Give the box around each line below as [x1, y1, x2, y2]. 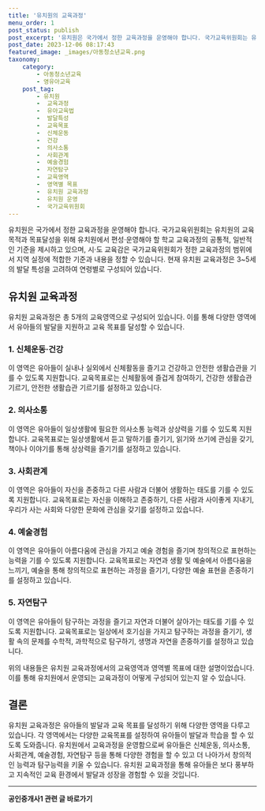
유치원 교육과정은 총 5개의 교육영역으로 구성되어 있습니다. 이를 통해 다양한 [8, 313, 235, 322]
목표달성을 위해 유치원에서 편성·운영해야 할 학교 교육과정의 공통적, [28, 235, 231, 245]
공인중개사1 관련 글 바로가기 [8, 794, 93, 804]
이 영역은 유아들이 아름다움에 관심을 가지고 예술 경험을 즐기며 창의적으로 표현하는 [8, 546, 257, 555]
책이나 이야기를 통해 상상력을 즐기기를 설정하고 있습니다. [8, 444, 181, 453]
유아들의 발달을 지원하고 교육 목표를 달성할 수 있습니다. [16, 322, 185, 332]
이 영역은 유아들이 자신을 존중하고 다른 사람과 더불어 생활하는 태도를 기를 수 [8, 485, 240, 494]
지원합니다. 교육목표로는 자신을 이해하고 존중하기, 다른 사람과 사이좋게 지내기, [16, 495, 255, 505]
